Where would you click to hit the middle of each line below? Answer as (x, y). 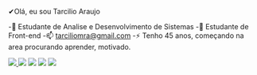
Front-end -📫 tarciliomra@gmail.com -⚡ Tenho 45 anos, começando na (126, 36)
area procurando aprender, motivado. (70, 47)
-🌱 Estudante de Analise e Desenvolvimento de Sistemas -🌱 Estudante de (128, 26)
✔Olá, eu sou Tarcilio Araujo (55, 11)
